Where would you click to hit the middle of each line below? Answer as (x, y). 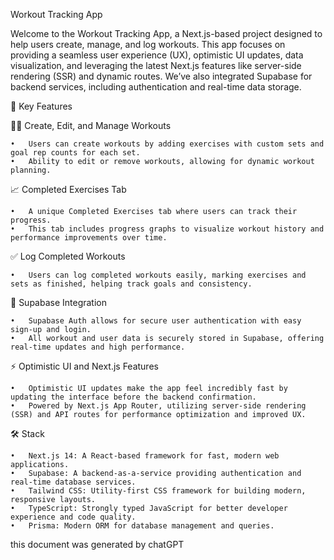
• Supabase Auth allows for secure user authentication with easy (156, 321)
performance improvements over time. (89, 238)
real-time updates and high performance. (98, 347)
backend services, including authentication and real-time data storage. (156, 87)
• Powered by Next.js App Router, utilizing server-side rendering (158, 406)
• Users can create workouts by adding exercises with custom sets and (167, 144)
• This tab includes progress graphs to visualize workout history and (167, 229)
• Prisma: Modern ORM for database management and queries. (142, 526)
